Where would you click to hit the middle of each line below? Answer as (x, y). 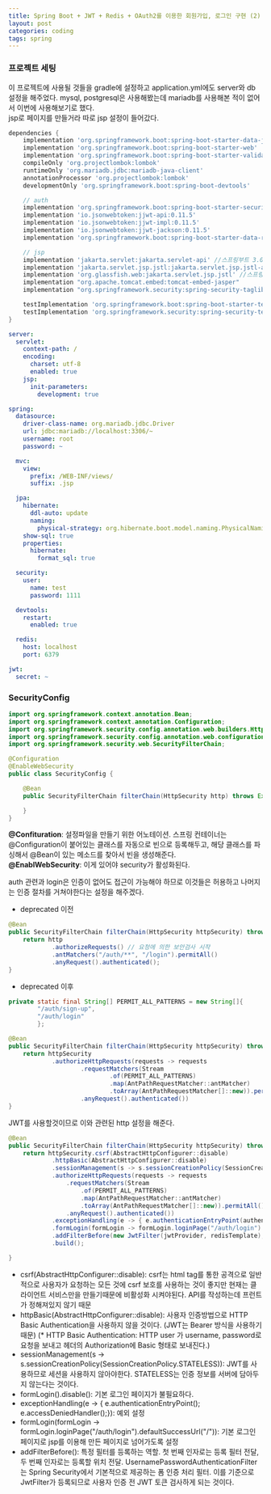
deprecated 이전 (47, 909)
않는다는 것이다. (54, 1384)
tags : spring (30, 38)
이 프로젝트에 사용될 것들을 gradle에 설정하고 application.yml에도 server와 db (132, 87)
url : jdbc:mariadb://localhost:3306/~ (88, 432)
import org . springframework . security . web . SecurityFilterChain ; (117, 745)
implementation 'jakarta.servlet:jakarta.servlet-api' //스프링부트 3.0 (143, 260)
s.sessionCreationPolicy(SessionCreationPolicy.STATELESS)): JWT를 (134, 1364)
